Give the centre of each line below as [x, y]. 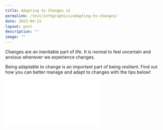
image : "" [16, 37]
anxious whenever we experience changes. [50, 57]
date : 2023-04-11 [23, 21]
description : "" [22, 32]
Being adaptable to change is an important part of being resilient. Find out [81, 67]
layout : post [19, 26]
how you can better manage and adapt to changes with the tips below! [78, 72]
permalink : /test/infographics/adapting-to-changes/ [61, 16]
